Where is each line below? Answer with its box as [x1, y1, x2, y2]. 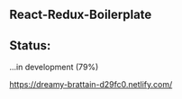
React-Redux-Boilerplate [9, 7, 152, 22]
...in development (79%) [9, 62, 99, 73]
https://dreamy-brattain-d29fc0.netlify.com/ [9, 79, 173, 90]
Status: [9, 38, 51, 53]
